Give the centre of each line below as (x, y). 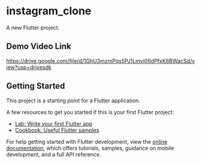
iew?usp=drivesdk (29, 67)
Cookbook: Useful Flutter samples (57, 130)
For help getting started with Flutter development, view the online (87, 141)
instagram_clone (49, 11)
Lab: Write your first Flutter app (54, 123)
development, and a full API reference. (54, 154)
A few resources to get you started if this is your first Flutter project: (90, 112)
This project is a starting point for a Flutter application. (73, 101)
